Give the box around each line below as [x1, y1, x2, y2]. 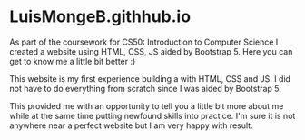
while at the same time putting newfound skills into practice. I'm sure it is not [9, 110, 296, 121]
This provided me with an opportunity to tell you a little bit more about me [9, 100, 284, 111]
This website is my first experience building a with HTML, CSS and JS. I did [9, 73, 290, 84]
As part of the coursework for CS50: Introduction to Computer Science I [9, 36, 279, 47]
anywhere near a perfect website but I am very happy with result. [9, 120, 253, 131]
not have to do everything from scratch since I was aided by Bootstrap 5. [9, 83, 281, 94]
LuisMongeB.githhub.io [9, 6, 192, 27]
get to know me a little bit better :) [9, 55, 136, 66]
